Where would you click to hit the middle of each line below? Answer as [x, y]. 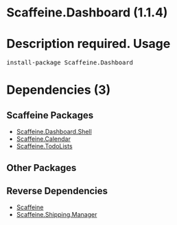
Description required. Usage [88, 44]
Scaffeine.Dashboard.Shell [54, 132]
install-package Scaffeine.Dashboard [70, 63]
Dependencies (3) [59, 90]
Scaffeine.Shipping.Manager [57, 215]
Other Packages [42, 168]
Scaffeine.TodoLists [44, 146]
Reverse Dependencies [57, 190]
